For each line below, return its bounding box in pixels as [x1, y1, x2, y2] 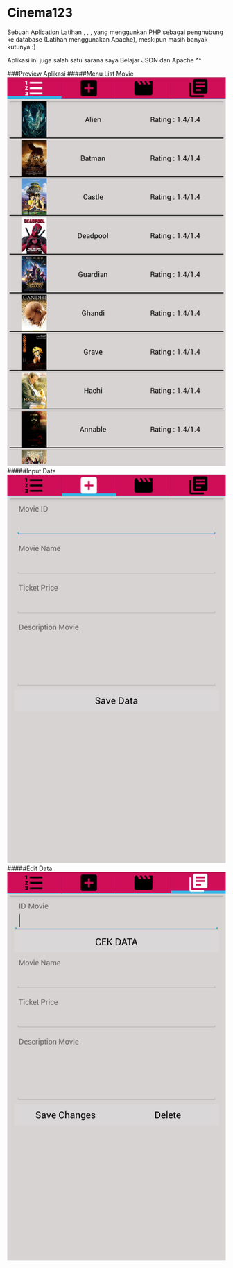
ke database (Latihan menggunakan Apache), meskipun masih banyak [7, 35, 208, 43]
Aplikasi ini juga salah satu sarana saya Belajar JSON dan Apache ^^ [7, 56, 202, 64]
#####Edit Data [7, 864, 53, 872]
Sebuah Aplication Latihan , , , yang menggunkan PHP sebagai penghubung [7, 28, 224, 36]
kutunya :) [7, 42, 36, 51]
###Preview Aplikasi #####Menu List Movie [7, 69, 134, 78]
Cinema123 [7, 5, 73, 21]
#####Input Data [7, 466, 57, 475]
